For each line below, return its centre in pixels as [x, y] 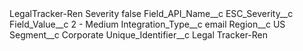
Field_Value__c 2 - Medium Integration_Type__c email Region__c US [147, 24]
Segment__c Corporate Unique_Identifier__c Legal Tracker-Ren [139, 35]
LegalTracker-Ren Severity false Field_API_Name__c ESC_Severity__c [151, 13]
